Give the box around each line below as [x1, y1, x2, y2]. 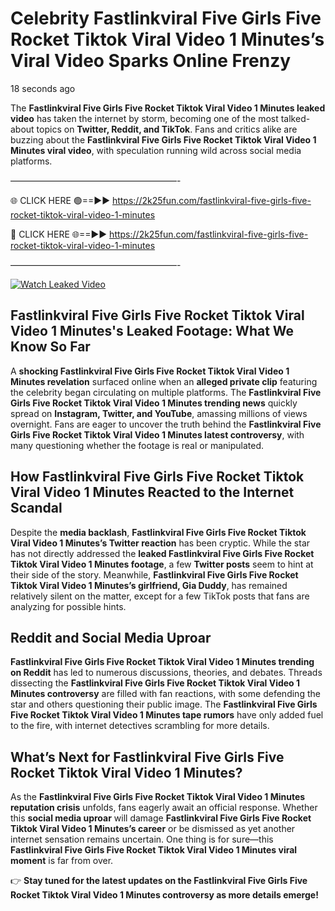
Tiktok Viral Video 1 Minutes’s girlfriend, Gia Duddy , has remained [10, 579, 288, 591]
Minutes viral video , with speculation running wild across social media [10, 144, 302, 156]
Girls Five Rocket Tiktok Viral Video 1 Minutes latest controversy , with [10, 428, 305, 441]
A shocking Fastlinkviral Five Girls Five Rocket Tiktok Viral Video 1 [10, 365, 290, 377]
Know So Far [10, 338, 91, 356]
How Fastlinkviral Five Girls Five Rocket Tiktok [10, 468, 305, 486]
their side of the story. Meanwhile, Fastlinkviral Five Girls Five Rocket [10, 568, 299, 581]
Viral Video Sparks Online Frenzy [10, 50, 292, 72]
